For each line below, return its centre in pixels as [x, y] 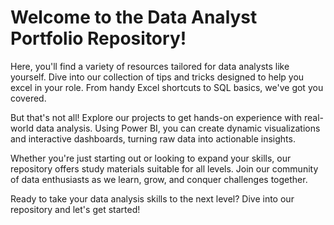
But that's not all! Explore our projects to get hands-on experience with [156, 117]
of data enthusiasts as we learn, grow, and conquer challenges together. [159, 179]
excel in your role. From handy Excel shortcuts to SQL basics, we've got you [167, 87]
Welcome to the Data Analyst [134, 17]
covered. [28, 98]
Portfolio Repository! [98, 38]
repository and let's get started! [75, 209]
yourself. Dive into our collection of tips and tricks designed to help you [157, 77]
